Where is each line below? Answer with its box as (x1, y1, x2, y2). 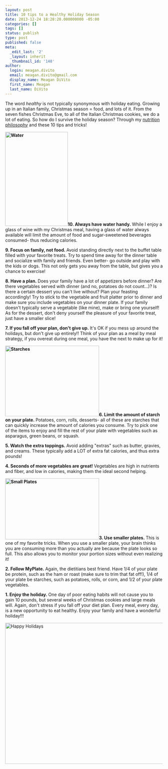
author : (5, 63, 21, 68)
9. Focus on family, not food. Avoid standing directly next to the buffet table (5, 247, 162, 253)
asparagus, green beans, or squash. (5, 432, 80, 439)
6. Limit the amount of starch (99, 411, 160, 417)
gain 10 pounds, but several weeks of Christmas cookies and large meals (5, 596, 155, 602)
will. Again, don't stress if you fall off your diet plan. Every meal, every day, (5, 602, 159, 608)
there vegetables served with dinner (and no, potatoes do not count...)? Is (5, 283, 157, 289)
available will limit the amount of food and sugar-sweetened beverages (5, 232, 151, 238)
